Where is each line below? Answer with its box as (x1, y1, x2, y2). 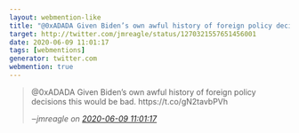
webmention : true (9, 63, 74, 72)
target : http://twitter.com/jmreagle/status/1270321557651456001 (9, 29, 256, 38)
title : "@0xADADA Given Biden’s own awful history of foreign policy (9, 21, 273, 30)
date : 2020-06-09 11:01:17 (9, 37, 109, 47)
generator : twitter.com (9, 54, 98, 63)
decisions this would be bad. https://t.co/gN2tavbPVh (30, 96, 229, 106)
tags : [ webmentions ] (9, 46, 86, 55)
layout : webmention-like (9, 12, 101, 22)
